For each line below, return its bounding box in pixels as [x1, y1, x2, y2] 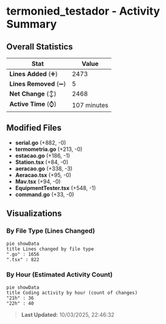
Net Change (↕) [9, 90, 57, 98]
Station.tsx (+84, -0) [15, 158, 69, 166]
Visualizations [6, 208, 62, 219]
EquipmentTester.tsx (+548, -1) [15, 184, 96, 191]
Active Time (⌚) [9, 100, 57, 108]
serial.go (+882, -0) [15, 139, 67, 146]
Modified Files [6, 123, 62, 133]
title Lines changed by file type [6, 245, 95, 252]
